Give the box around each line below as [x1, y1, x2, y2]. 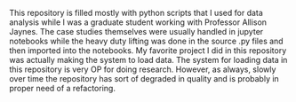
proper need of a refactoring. [9, 83, 116, 93]
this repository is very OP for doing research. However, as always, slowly [9, 64, 276, 75]
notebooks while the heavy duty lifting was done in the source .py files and [9, 35, 284, 46]
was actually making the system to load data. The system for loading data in [9, 55, 288, 65]
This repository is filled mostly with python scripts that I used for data [9, 8, 264, 18]
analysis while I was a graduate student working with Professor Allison [9, 17, 268, 27]
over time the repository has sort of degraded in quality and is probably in [9, 74, 280, 83]
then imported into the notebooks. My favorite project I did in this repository [9, 45, 287, 56]
